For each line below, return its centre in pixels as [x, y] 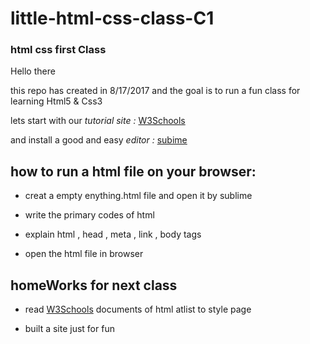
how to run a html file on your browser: [133, 171]
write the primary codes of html [89, 215]
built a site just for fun [69, 329]
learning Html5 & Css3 [56, 101]
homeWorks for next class [94, 285]
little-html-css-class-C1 [112, 18]
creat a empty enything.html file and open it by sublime [138, 196]
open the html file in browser [84, 254]
